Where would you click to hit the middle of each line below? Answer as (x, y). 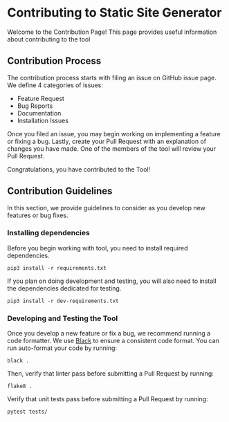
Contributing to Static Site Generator (114, 13)
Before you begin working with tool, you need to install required (98, 248)
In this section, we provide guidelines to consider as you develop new (106, 208)
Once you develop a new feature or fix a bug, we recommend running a (109, 333)
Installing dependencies (48, 233)
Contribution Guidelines (60, 191)
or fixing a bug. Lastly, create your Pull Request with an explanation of (107, 141)
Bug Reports (35, 106)
